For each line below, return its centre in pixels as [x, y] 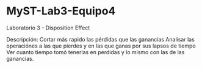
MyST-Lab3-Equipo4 [61, 11]
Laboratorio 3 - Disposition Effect [48, 28]
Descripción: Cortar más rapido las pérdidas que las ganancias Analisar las [101, 39]
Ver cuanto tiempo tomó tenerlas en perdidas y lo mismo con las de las [96, 52]
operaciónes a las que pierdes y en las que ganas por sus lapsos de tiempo [101, 46]
